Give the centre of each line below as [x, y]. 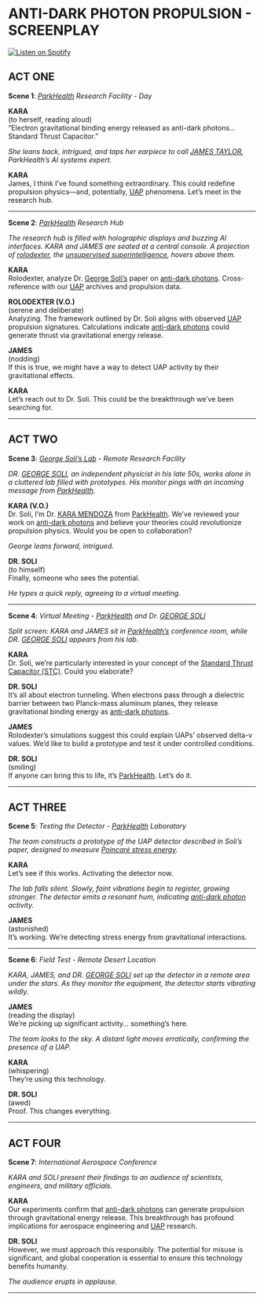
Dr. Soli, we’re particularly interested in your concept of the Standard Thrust [131, 663]
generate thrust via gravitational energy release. [86, 335]
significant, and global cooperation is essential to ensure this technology [126, 1258]
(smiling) [22, 766]
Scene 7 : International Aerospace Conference [82, 1162]
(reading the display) [42, 1016]
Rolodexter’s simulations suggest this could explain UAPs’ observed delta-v [130, 735]
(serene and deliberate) [46, 310]
